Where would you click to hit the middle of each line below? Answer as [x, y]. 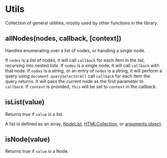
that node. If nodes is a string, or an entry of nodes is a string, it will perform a [84, 71]
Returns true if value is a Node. [37, 151]
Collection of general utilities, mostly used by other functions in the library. [82, 23]
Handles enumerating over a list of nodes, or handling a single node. [75, 50]
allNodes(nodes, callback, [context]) [63, 39]
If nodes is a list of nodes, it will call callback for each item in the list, [75, 60]
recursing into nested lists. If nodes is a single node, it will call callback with [82, 65]
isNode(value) [28, 139]
